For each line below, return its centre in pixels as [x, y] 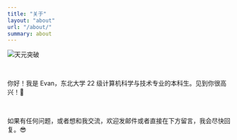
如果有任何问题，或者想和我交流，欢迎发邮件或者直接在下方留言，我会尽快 [116, 121]
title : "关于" [27, 14]
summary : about [30, 34]
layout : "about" [31, 21]
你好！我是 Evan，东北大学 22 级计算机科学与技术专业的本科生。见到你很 [114, 83]
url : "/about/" [30, 27]
